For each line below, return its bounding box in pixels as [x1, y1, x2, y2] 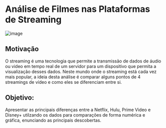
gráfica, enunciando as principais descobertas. [5, 117, 102, 123]
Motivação [5, 45, 39, 53]
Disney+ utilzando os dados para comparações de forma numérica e [5, 112, 145, 118]
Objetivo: [5, 93, 35, 102]
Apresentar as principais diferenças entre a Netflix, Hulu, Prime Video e [5, 107, 151, 113]
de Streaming [5, 14, 62, 25]
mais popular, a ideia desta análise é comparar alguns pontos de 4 [5, 73, 141, 80]
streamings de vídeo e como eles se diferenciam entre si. [5, 79, 122, 85]
